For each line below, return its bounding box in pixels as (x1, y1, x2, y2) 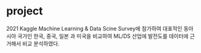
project (6, 4, 43, 18)
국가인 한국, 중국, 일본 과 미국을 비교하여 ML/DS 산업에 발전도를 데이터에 (17, 32, 189, 40)
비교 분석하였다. (22, 40, 60, 47)
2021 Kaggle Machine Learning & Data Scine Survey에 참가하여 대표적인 (6, 25, 183, 32)
